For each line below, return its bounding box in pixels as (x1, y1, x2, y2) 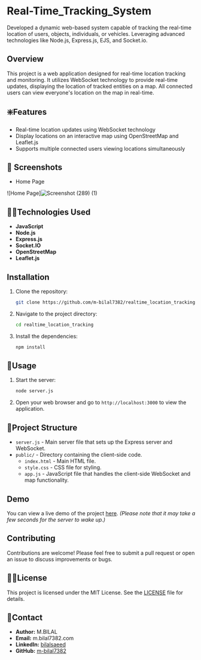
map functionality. (24, 476, 69, 484)
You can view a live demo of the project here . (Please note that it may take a (7, 509, 196, 517)
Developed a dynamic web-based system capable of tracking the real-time (7, 24, 192, 31)
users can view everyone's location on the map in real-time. (7, 88, 154, 96)
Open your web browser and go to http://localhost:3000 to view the (15, 399, 187, 406)
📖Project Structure (7, 423, 78, 433)
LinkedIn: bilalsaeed (15, 641, 66, 648)
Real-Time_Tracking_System (7, 4, 152, 18)
